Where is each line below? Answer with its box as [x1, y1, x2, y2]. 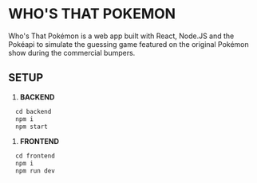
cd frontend [15, 152, 56, 160]
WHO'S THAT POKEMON [8, 5, 176, 23]
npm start [15, 123, 48, 130]
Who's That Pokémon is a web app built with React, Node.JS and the [8, 31, 235, 41]
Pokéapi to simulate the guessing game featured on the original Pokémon [8, 39, 249, 49]
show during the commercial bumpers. [8, 48, 136, 57]
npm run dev [15, 167, 56, 175]
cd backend [15, 107, 52, 115]
